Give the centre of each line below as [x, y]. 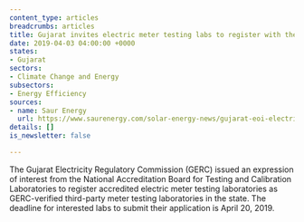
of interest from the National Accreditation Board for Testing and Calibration [151, 179]
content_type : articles [54, 18]
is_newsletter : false [50, 136]
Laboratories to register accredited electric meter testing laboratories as [144, 188]
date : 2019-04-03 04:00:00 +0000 [72, 43]
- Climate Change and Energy [64, 77]
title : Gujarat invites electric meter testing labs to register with [145, 34]
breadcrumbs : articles [52, 26]
